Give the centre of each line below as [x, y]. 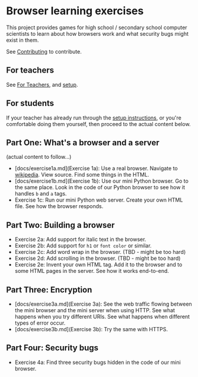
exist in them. [23, 40]
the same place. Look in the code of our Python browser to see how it [100, 187]
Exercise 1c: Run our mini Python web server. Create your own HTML [99, 200]
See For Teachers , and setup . [42, 84]
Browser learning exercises [75, 11]
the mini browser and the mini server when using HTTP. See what [95, 310]
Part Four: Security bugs [52, 348]
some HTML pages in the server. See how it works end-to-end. [92, 271]
